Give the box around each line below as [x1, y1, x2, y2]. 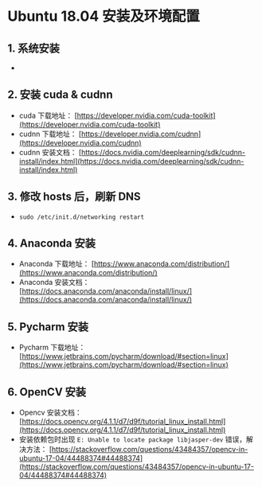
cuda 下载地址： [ [18, 111, 77, 120]
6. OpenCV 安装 [7, 385, 87, 399]
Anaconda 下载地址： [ [18, 259, 95, 269]
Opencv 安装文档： [18, 407, 83, 418]
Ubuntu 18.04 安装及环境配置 [7, 7, 201, 25]
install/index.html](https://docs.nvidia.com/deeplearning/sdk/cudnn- [18, 156, 244, 166]
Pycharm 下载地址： [18, 343, 86, 353]
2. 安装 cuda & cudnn [7, 88, 113, 102]
